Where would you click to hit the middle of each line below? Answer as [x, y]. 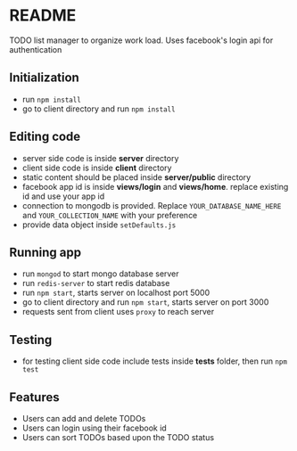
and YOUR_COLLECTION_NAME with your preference [110, 215]
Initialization [45, 78]
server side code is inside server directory [100, 158]
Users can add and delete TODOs [84, 418]
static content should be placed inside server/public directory [136, 177]
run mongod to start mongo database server [101, 274]
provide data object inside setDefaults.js [99, 225]
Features [34, 397]
